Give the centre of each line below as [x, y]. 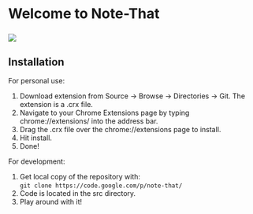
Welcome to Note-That [84, 14]
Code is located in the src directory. [78, 194]
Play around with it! [51, 202]
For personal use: [37, 81]
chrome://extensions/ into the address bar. [89, 121]
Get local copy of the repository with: [80, 177]
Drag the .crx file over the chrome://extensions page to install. [120, 130]
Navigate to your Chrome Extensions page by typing [104, 113]
